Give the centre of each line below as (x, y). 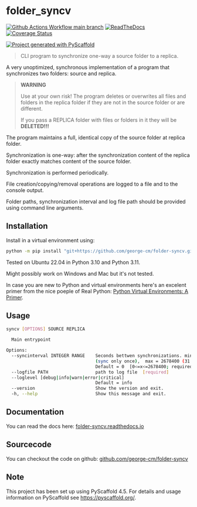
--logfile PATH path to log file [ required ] (90, 372)
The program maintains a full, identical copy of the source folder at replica (96, 137)
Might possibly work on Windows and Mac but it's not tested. (80, 273)
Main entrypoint (31, 340)
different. (31, 108)
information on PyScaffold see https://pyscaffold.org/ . (71, 497)
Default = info (114, 383)
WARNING (33, 85)
